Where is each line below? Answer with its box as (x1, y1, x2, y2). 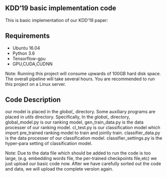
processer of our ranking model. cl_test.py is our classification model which (5, 125, 161, 131)
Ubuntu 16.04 (12, 45, 40, 51)
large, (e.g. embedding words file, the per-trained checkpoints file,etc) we (5, 156, 157, 162)
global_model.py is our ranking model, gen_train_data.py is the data (5, 119, 144, 125)
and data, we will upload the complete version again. (5, 166, 114, 172)
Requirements (5, 32, 50, 40)
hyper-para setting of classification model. (5, 141, 93, 147)
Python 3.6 (12, 50, 35, 56)
